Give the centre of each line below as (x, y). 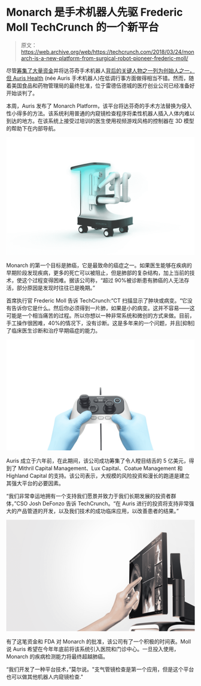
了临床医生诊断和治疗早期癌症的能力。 (53, 330)
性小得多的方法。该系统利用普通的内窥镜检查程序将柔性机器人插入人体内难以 (100, 113)
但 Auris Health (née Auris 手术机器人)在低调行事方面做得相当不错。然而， (98, 78)
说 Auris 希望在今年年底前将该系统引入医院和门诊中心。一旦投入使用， (93, 649)
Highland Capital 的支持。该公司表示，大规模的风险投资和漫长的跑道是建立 (98, 476)
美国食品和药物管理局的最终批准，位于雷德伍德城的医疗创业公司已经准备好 (103, 85)
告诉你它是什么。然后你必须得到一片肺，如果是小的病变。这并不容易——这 (103, 308)
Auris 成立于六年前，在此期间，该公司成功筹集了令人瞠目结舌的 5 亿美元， (98, 461)
